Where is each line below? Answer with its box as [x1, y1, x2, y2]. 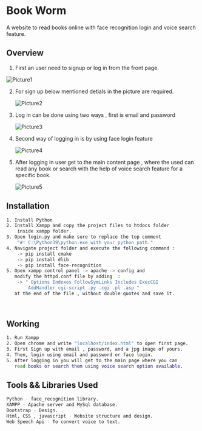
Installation [6, 201, 50, 211]
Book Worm [6, 4, 67, 18]
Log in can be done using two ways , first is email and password [15, 111, 176, 119]
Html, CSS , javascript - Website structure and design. [6, 413, 153, 419]
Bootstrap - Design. [6, 407, 59, 414]
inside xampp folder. [17, 228, 72, 234]
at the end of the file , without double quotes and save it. [14, 290, 175, 296]
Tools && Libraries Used [6, 380, 98, 390]
